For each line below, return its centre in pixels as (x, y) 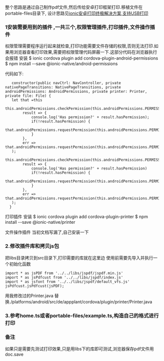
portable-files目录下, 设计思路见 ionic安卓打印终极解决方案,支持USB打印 (77, 13)
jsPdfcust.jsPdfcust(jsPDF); (35, 286)
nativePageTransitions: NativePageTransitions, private (63, 87)
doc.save (14, 354)
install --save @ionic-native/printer (40, 222)
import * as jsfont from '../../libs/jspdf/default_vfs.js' (68, 282)
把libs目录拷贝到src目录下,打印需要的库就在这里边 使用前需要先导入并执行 (79, 257)
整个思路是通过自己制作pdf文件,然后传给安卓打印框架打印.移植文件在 (74, 7)
